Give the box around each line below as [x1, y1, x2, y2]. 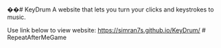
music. [7, 13, 26, 21]
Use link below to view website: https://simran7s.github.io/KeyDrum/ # [7, 26, 206, 34]
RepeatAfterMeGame [7, 33, 67, 41]
